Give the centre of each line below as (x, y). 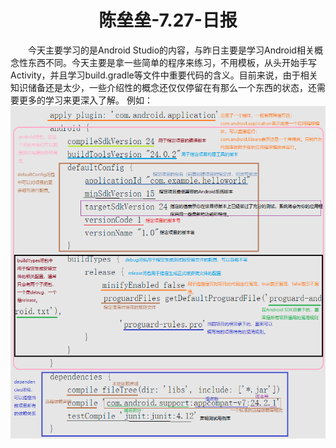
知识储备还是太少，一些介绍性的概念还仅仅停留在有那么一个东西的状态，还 (163, 87)
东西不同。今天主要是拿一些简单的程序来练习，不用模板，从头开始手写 (172, 62)
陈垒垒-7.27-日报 (168, 20)
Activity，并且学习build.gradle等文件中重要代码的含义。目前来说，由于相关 (164, 75)
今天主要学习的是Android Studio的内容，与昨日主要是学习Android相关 (171, 50)
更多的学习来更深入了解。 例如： (85, 100)
